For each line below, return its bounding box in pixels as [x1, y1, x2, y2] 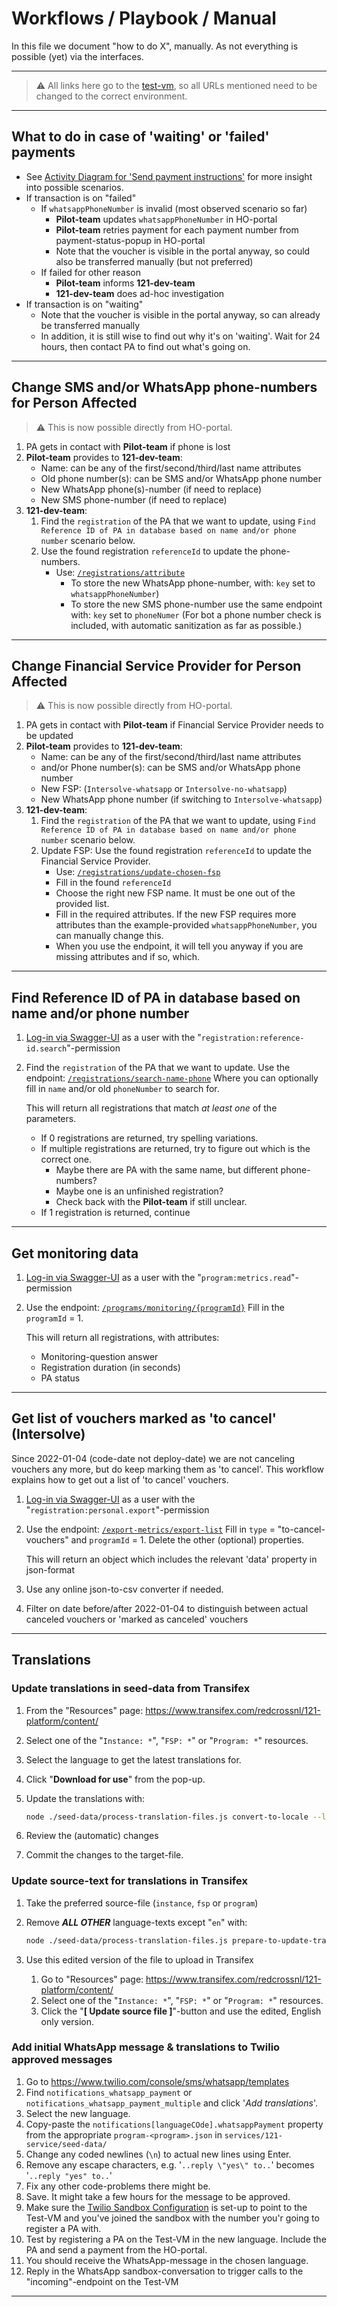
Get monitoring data [11, 1245, 139, 1262]
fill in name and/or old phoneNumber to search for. [25, 1083, 220, 1095]
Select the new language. [25, 2107, 131, 2119]
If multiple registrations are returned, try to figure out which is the [40, 1143, 311, 1155]
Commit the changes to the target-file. [25, 1849, 184, 1861]
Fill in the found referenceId [55, 877, 172, 889]
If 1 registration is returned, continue [40, 1207, 191, 1219]
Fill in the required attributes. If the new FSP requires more [55, 908, 297, 921]
